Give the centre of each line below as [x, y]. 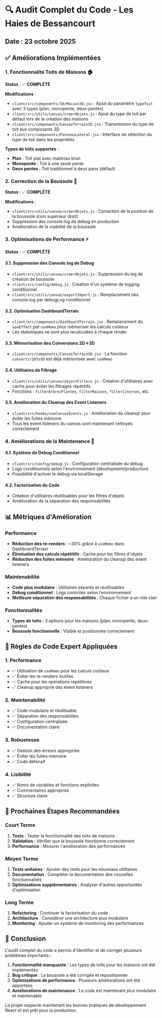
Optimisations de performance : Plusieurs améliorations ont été [76, 980]
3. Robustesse [22, 740]
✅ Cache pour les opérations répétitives [52, 682]
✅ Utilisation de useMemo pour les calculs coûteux [61, 671]
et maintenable [27, 996]
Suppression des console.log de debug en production [66, 221]
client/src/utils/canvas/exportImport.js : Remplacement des [75, 295]
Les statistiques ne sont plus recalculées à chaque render [69, 332]
